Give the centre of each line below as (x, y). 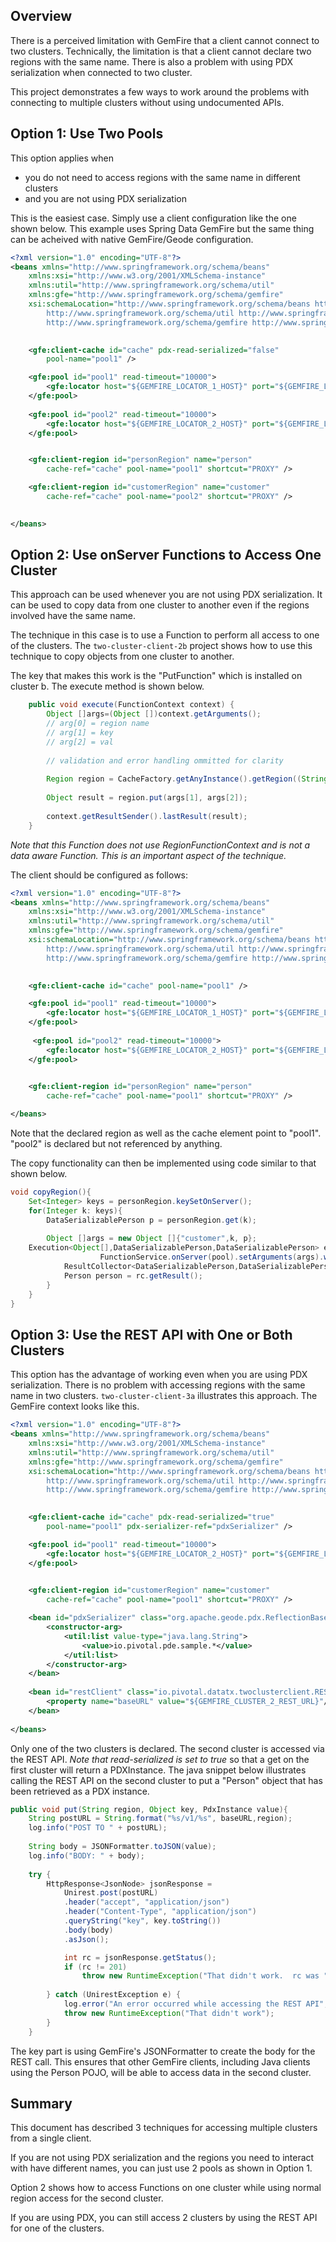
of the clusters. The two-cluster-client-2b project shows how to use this (161, 646)
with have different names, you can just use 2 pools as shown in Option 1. (161, 2168)
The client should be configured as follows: (99, 875)
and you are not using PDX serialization (105, 198)
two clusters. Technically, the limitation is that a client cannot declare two (161, 51)
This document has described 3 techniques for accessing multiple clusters (164, 2128)
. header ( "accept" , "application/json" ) (146, 1902)
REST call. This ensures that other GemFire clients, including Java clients (160, 2061)
